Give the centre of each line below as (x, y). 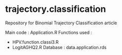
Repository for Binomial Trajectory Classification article (61, 23)
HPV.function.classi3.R (35, 42)
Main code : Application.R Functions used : (49, 32)
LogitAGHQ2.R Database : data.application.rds (59, 47)
